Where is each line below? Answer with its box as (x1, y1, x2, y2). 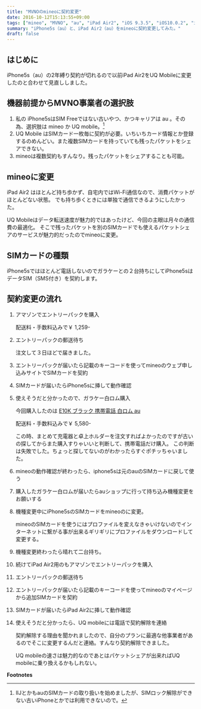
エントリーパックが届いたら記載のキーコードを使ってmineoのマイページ (15, 586, 193, 593)
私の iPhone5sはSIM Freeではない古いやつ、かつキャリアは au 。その (15, 115, 185, 122)
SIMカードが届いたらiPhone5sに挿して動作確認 (15, 381, 132, 389)
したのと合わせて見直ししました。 (7, 79, 91, 86)
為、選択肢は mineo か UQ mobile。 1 (15, 122, 105, 130)
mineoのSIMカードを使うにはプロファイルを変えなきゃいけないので (15, 520, 181, 528)
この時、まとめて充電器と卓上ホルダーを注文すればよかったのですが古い (15, 432, 193, 439)
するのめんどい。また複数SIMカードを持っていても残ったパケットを (15, 138, 181, 145)
